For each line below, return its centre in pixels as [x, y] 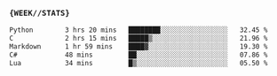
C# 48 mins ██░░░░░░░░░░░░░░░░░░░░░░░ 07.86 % [138, 55]
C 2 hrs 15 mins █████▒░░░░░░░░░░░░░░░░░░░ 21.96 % [138, 39]
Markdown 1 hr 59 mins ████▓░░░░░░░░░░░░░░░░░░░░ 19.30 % [138, 47]
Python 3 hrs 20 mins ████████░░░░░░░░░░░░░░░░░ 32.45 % [138, 30]
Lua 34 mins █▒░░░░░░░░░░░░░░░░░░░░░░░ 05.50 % [138, 63]
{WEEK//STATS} [40, 13]
